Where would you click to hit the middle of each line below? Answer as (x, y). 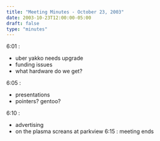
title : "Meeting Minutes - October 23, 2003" (65, 12)
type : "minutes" (27, 29)
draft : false (23, 23)
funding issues (34, 65)
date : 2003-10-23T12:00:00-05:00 (49, 18)
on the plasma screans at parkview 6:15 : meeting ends (84, 131)
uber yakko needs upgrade (49, 58)
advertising (29, 125)
